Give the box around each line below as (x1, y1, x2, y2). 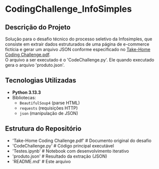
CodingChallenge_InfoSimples (5, 3, 132, 15)
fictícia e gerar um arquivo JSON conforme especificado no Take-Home (5, 47, 151, 52)
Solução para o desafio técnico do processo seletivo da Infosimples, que (5, 36, 153, 42)
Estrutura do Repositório (5, 124, 82, 133)
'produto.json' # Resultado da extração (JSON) (12, 153, 107, 159)
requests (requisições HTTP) (19, 105, 78, 111)
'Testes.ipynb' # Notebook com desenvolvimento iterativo (12, 148, 129, 154)
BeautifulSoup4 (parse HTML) (19, 100, 80, 106)
